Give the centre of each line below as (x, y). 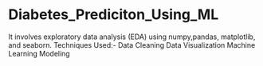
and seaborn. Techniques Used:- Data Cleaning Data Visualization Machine (132, 45)
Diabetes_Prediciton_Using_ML (114, 15)
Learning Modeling (39, 53)
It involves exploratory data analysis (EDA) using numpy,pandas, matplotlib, (132, 37)
